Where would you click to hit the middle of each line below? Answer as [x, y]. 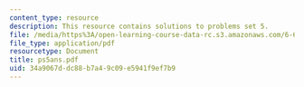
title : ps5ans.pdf [44, 60]
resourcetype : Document [54, 52]
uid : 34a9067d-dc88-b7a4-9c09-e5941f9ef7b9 [93, 69]
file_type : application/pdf [62, 43]
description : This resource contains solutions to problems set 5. [139, 26]
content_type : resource [54, 18]
